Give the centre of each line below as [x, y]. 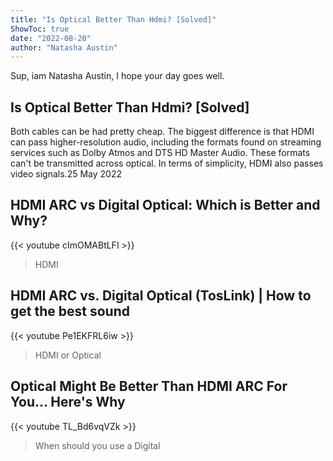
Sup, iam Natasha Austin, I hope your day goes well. [117, 76]
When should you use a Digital [97, 445]
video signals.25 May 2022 [66, 174]
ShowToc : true [40, 29]
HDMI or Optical [68, 355]
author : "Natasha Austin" [64, 47]
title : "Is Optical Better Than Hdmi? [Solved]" [113, 19]
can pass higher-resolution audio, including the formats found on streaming [166, 142]
